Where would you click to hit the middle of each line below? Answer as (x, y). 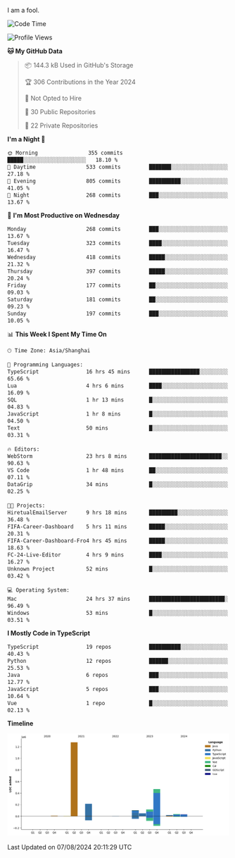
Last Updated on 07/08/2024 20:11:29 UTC (70, 847)
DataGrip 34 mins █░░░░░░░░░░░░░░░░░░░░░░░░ (118, 485)
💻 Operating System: (39, 590)
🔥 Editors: (24, 449)
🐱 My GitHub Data (35, 51)
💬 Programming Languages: (45, 365)
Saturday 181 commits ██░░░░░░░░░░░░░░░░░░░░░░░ (118, 299)
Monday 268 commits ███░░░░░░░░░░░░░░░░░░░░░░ (118, 229)
